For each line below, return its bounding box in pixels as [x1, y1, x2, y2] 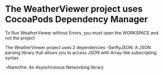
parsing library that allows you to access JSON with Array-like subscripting [5, 50, 157, 56]
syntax [5, 55, 19, 60]
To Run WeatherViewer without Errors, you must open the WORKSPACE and [5, 30, 159, 36]
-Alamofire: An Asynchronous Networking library [5, 64, 104, 70]
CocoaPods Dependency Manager [5, 14, 148, 25]
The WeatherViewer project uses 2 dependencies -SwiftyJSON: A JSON [5, 44, 151, 50]
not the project [5, 35, 35, 41]
